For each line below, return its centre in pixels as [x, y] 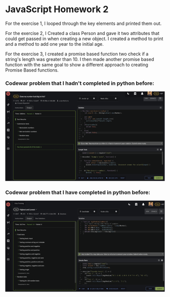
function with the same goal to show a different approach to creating [77, 64]
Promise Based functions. [32, 70]
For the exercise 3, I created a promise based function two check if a [77, 54]
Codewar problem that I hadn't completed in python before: [80, 83]
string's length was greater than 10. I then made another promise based [80, 59]
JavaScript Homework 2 [57, 9]
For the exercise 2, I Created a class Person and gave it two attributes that [82, 33]
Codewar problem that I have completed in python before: [78, 192]
